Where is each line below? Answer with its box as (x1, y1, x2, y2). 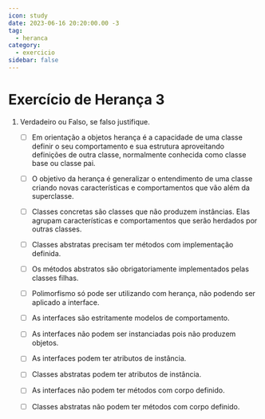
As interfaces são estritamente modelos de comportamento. (31, 313, 230, 323)
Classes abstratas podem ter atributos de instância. (31, 370, 202, 379)
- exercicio (15, 49, 56, 57)
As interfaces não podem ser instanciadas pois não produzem (31, 329, 236, 339)
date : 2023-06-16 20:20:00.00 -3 (8, 19, 120, 27)
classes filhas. (31, 273, 79, 283)
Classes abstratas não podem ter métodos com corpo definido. (31, 401, 240, 411)
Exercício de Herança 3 (8, 91, 165, 109)
